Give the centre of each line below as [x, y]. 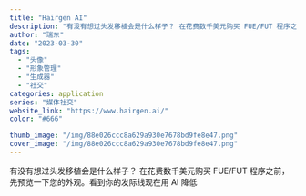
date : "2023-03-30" [46, 43]
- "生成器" [36, 77]
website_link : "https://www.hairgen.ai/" [89, 111]
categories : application [56, 93]
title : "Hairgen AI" [49, 18]
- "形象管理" [40, 69]
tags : [20, 52]
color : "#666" [36, 119]
